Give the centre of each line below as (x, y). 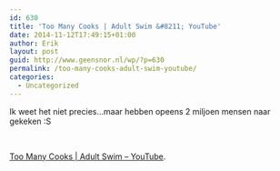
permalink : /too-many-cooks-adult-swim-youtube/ (103, 69)
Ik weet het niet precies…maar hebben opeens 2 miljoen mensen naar (140, 111)
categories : (32, 77)
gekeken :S (30, 121)
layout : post (34, 52)
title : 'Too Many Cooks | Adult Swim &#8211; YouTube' (115, 26)
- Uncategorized (48, 85)
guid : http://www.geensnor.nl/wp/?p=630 (87, 60)
